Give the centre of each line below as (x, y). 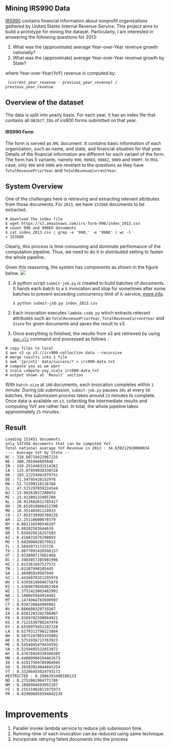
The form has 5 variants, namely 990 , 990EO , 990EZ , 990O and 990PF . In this (82, 159)
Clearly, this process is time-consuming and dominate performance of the (83, 246)
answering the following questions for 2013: (51, 37)
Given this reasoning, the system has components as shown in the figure (82, 267)
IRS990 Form (20, 132)
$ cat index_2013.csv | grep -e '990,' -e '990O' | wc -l (68, 232)
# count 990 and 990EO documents (41, 228)
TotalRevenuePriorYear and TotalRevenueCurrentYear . (62, 170)
